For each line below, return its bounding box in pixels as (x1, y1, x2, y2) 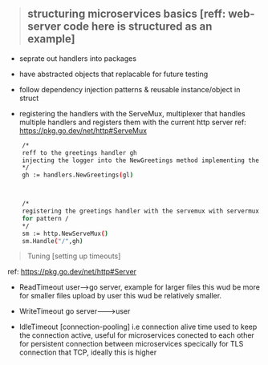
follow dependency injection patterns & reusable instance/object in (18, 84, 241, 94)
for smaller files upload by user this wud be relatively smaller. (18, 291, 222, 301)
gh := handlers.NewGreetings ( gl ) (22, 171, 134, 180)
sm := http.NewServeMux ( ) (22, 229, 109, 237)
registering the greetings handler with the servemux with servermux (22, 207, 260, 216)
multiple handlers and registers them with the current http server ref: (18, 117, 246, 127)
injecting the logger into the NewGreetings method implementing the (22, 156, 260, 164)
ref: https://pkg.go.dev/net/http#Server (7, 267, 137, 277)
